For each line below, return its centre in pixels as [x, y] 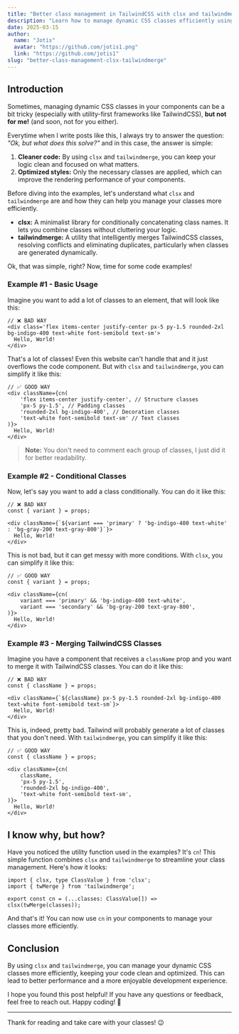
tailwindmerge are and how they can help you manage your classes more [115, 201]
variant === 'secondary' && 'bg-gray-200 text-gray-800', [108, 607]
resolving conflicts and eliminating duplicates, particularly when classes [123, 245]
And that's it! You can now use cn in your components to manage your [110, 919]
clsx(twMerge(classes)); [44, 905]
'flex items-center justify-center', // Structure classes [110, 399]
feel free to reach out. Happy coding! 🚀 [64, 1002]
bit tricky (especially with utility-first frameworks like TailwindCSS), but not [117, 114]
